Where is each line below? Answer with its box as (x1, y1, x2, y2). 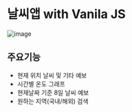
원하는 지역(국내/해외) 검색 (16, 97, 89, 105)
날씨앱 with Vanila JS (7, 6, 126, 22)
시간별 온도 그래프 (16, 80, 65, 88)
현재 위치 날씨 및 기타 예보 (16, 71, 87, 80)
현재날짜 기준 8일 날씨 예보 (16, 88, 89, 97)
